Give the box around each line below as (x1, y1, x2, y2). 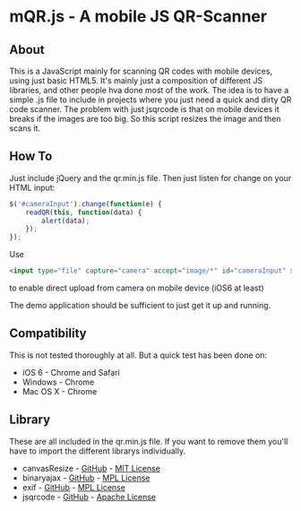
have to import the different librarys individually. (9, 446, 186, 456)
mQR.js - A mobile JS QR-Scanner (9, 6, 267, 27)
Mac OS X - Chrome (21, 385, 98, 396)
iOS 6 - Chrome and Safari (21, 367, 121, 377)
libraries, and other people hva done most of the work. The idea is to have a (9, 85, 289, 95)
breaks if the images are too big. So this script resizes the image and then (9, 114, 281, 124)
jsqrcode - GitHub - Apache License (21, 491, 157, 502)
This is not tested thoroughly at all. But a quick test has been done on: (9, 350, 267, 360)
